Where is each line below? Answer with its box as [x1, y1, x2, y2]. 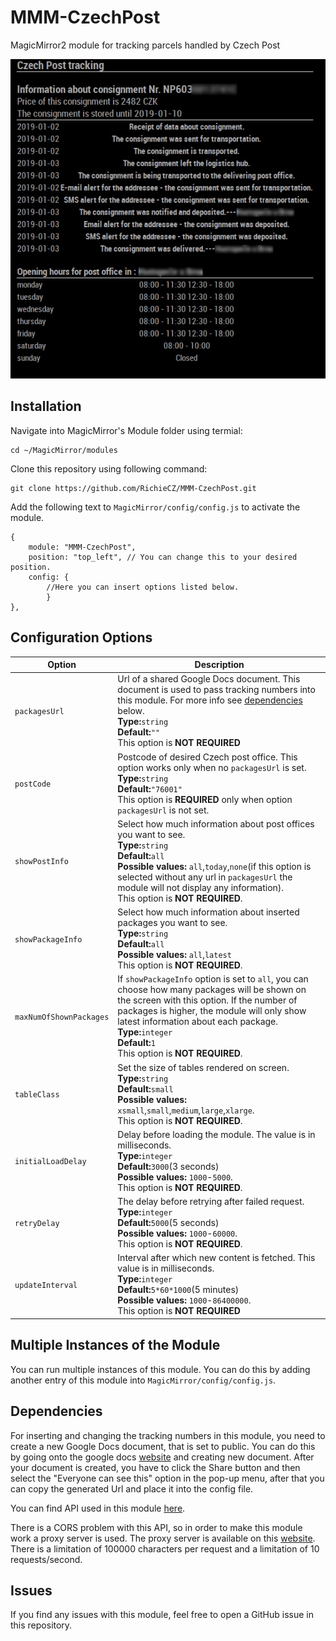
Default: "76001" [117, 782, 183, 795]
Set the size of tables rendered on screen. [117, 1061, 290, 1073]
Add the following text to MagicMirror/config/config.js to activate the [10, 501, 301, 513]
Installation [10, 398, 82, 415]
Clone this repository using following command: [10, 462, 208, 475]
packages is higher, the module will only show [117, 1005, 307, 1017]
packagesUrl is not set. [117, 804, 210, 816]
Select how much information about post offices [117, 817, 315, 830]
